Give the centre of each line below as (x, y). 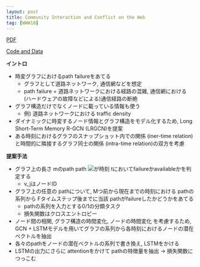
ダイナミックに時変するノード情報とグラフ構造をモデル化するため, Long (104, 121)
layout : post (22, 12)
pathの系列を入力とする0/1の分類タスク (72, 206)
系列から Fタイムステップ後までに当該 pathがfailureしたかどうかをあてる (104, 199)
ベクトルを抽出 (33, 236)
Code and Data (25, 51)
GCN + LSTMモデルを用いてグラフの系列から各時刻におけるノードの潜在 (104, 229)
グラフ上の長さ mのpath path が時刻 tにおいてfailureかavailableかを (101, 169)
